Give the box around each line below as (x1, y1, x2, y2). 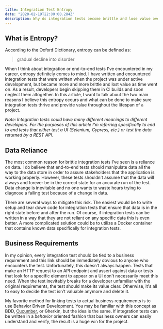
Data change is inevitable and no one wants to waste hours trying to (5, 185, 141, 190)
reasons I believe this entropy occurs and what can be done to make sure (5, 97, 152, 103)
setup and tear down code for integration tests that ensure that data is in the (5, 205, 158, 210)
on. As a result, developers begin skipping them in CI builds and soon (5, 87, 144, 92)
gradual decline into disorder (16, 56, 75, 62)
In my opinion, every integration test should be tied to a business (5, 252, 134, 258)
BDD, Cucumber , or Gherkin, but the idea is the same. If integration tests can (5, 308, 158, 314)
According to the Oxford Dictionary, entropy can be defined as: (5, 47, 131, 53)
